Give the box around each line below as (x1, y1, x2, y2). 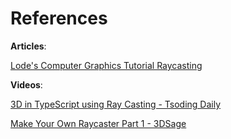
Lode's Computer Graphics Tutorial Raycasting (10, 59, 203, 71)
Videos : (10, 78, 43, 91)
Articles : (10, 40, 47, 52)
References (10, 7, 108, 30)
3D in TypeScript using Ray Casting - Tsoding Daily (10, 98, 222, 110)
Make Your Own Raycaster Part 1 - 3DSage (10, 117, 187, 129)
